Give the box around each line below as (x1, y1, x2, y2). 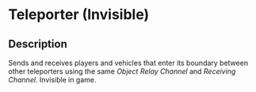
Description (8, 37, 67, 51)
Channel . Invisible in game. (8, 75, 97, 84)
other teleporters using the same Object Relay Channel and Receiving (8, 67, 236, 76)
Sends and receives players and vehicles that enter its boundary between (8, 58, 248, 67)
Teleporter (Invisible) (8, 6, 150, 24)
